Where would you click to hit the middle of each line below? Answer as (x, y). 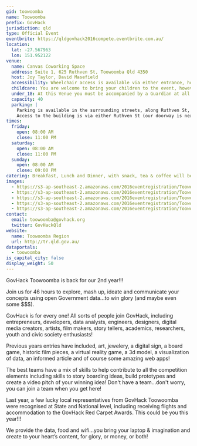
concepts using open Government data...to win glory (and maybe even (91, 298)
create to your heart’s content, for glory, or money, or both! (77, 436)
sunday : (21, 160)
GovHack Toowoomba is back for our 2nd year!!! (65, 280)
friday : (21, 127)
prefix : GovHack (26, 22)
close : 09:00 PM (37, 171)
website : (17, 230)
